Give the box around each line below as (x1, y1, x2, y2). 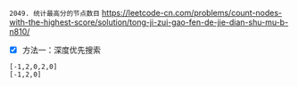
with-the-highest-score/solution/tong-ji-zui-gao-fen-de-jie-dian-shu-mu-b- (9, 17, 289, 28)
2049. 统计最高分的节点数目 (9, 9, 100, 18)
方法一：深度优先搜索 (21, 44, 101, 55)
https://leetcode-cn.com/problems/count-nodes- (101, 8, 283, 18)
